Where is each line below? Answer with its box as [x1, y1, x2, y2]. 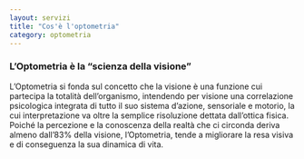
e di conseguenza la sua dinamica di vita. [9, 138, 164, 150]
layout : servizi [9, 13, 71, 23]
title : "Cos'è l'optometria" [9, 22, 120, 31]
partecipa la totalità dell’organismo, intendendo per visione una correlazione [9, 90, 294, 101]
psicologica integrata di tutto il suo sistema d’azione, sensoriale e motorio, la [9, 100, 295, 111]
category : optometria [9, 30, 92, 39]
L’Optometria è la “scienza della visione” [9, 60, 192, 73]
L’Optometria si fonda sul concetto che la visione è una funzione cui [9, 81, 263, 92]
